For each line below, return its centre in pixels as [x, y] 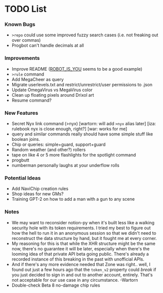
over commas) [26, 40]
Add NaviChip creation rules [40, 189]
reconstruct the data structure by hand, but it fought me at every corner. [84, 238]
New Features [21, 113]
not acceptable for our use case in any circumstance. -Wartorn [75, 280]
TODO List [26, 9]
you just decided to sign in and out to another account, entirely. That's [82, 275]
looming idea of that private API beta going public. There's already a [80, 254]
